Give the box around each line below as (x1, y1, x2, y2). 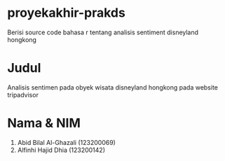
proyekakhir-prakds (7, 5, 126, 21)
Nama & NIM (7, 115, 81, 131)
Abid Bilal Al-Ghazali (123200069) (17, 138, 116, 146)
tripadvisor (7, 90, 39, 99)
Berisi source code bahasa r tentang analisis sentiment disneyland (7, 28, 198, 36)
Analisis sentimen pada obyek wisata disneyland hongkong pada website (7, 83, 219, 92)
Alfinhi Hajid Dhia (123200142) (17, 146, 105, 154)
